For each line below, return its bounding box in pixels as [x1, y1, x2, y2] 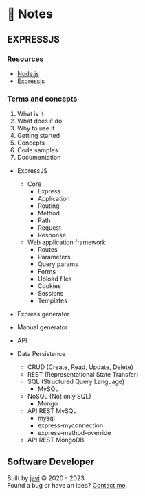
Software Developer [7, 456, 95, 467]
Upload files [37, 274, 72, 283]
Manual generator [16, 323, 68, 331]
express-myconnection [37, 421, 104, 429]
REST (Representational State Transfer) [27, 370, 139, 379]
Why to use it [16, 124, 55, 132]
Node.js [16, 69, 40, 78]
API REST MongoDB [27, 436, 85, 445]
